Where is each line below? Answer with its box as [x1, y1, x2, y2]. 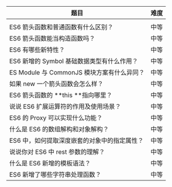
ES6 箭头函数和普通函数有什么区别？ [9, 23, 114, 31]
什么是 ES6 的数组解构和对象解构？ [9, 125, 109, 133]
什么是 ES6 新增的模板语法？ [9, 159, 91, 167]
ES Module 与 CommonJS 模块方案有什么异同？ [9, 68, 145, 76]
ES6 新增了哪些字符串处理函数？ [9, 171, 102, 179]
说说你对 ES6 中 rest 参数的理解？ [9, 148, 105, 156]
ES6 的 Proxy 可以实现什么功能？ [9, 114, 103, 122]
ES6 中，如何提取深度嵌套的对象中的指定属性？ [9, 136, 144, 145]
